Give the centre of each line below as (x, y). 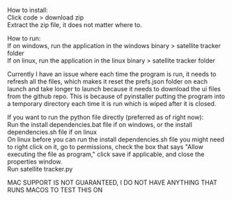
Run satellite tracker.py (40, 169)
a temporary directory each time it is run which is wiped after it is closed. (112, 103)
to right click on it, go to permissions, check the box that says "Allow (105, 147)
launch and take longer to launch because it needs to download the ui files (114, 89)
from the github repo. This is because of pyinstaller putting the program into (116, 96)
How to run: (24, 38)
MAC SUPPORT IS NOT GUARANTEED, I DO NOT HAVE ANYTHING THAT (112, 183)
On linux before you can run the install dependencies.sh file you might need (116, 139)
